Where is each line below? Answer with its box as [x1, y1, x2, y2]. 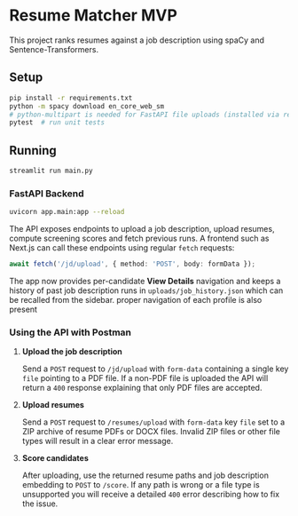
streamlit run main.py [9, 166, 93, 176]
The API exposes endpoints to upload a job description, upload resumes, [9, 224, 275, 234]
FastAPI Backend [9, 187, 84, 200]
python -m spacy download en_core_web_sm [9, 101, 165, 111]
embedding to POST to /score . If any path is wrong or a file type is [21, 480, 260, 490]
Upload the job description [21, 346, 122, 357]
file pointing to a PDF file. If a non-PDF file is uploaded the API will [21, 373, 269, 384]
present [9, 304, 38, 314]
